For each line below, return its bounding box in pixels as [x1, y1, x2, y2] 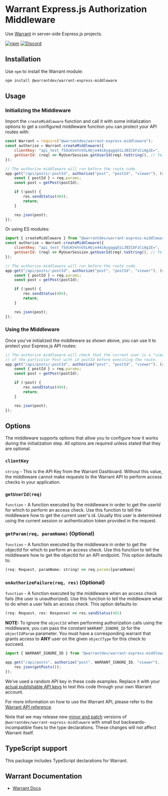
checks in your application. [5, 479, 61, 485]
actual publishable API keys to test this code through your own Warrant [5, 683, 151, 690]
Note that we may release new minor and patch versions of [5, 713, 127, 720]
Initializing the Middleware [5, 107, 71, 114]
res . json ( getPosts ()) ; [14, 664, 61, 670]
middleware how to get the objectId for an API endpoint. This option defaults [5, 552, 162, 558]
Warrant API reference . [5, 704, 52, 710]
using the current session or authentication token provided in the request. [5, 517, 157, 523]
